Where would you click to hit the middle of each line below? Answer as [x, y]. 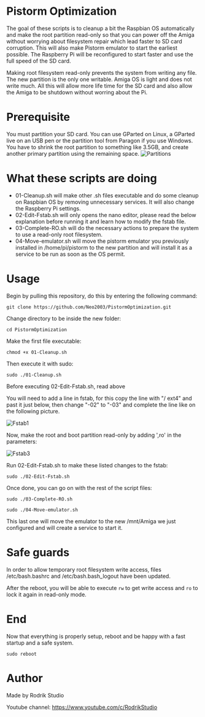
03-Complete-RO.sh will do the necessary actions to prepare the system [107, 228]
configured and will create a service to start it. [64, 527]
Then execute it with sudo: [40, 364]
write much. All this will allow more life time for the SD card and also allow [99, 86]
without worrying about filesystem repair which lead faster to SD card [94, 41]
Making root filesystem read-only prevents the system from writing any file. [102, 72]
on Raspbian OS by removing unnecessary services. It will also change [105, 202]
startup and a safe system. [40, 643]
